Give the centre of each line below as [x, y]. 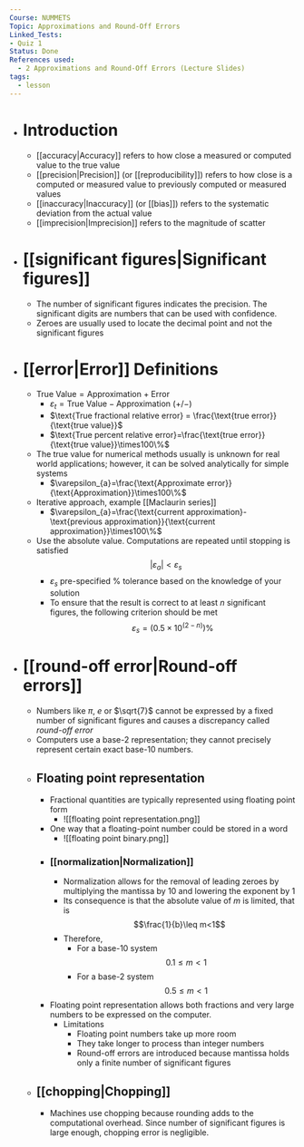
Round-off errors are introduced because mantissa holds [183, 1054]
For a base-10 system [117, 948]
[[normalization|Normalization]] [122, 861]
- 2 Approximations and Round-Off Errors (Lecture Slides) [132, 69]
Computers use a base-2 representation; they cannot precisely [153, 740]
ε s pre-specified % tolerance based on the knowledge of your [166, 582]
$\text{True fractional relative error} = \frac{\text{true [149, 416]
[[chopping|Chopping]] [103, 1091]
